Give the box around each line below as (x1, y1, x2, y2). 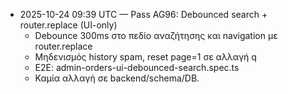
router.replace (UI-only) (19, 19, 118, 31)
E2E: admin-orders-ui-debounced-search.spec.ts (34, 62, 240, 73)
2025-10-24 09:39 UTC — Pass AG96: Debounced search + (19, 9, 268, 20)
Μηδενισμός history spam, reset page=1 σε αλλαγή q (34, 51, 257, 63)
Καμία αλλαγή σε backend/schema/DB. (34, 72, 200, 84)
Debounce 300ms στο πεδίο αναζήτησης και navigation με (34, 30, 278, 41)
